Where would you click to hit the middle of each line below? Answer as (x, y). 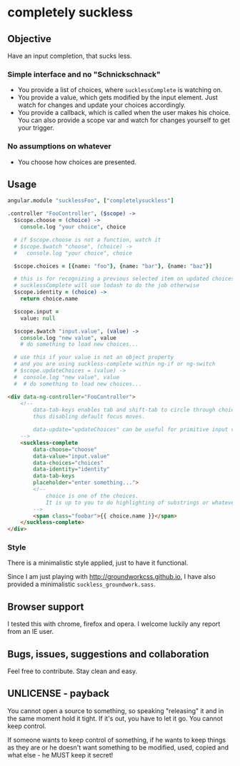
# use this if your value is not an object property (94, 358)
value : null (38, 318)
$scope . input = (36, 311)
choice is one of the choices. (92, 496)
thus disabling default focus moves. (89, 417)
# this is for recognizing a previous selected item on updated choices (124, 279)
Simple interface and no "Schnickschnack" (84, 74)
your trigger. (36, 128)
